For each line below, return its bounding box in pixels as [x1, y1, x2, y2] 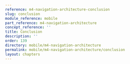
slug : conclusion [5, 12, 40, 16]
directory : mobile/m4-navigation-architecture [5, 43, 101, 48]
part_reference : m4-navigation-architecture [5, 20, 97, 26]
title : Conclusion [5, 29, 42, 34]
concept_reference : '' [5, 25, 51, 30]
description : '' [5, 34, 38, 39]
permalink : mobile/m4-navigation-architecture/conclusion [5, 47, 125, 52]
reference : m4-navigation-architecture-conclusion [5, 7, 110, 12]
